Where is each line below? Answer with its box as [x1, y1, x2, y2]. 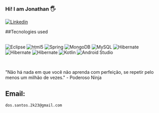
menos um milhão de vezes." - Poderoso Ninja [5, 74, 102, 81]
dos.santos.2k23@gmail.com [5, 103, 62, 108]
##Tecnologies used [5, 29, 48, 35]
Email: [5, 89, 25, 98]
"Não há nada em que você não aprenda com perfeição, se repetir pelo [5, 69, 154, 75]
